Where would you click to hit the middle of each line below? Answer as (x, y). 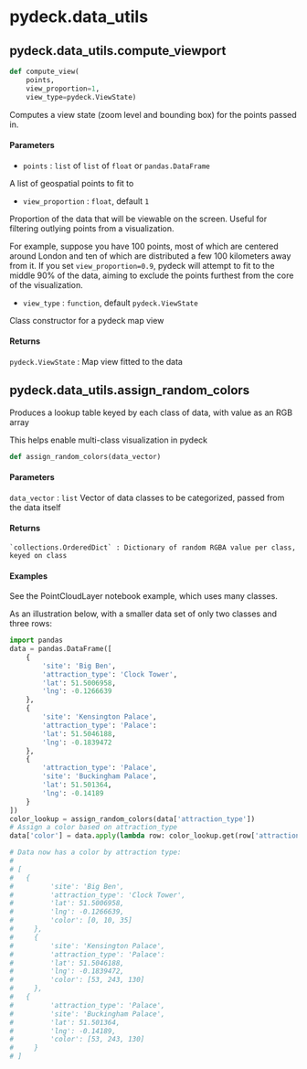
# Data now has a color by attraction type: (95, 852)
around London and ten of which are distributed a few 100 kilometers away (150, 256)
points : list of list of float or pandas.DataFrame (116, 166)
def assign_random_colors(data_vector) (85, 456)
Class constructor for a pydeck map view (87, 320)
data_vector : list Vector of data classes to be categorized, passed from (147, 497)
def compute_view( (44, 71)
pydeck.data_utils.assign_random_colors (130, 390)
